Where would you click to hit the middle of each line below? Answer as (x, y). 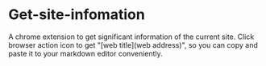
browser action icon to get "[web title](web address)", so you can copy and (133, 45)
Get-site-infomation (77, 15)
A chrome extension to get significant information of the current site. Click (131, 37)
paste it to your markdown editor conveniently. (85, 53)
